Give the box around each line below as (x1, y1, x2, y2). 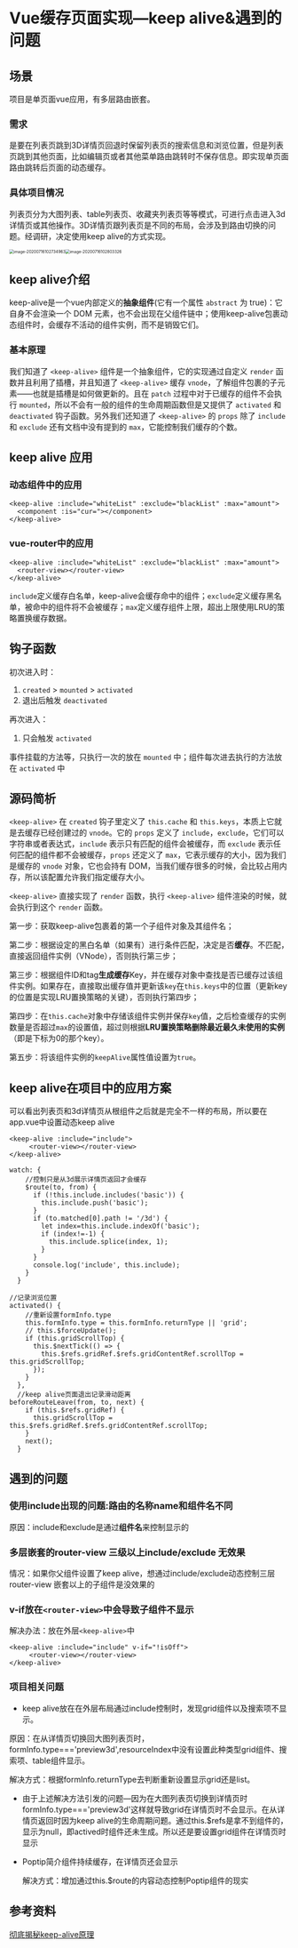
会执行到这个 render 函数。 (9, 902, 108, 912)
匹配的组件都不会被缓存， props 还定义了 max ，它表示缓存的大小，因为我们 (16, 850, 286, 861)
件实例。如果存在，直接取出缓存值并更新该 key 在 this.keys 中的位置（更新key (9, 981, 288, 991)
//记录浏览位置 (9, 1294, 58, 1303)
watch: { (9, 1166, 42, 1174)
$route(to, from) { (25, 1183, 98, 1192)
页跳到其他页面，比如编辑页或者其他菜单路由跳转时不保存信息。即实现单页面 (9, 151, 289, 162)
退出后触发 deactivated (21, 694, 108, 705)
